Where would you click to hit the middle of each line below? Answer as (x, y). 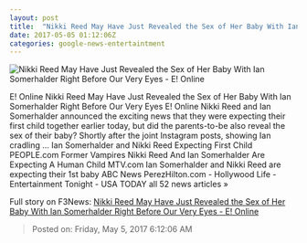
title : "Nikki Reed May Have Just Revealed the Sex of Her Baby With (147, 26)
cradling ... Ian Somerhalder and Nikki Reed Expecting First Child (131, 145)
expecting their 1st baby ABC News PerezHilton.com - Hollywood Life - (143, 174)
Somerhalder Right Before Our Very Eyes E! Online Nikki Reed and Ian (140, 107)
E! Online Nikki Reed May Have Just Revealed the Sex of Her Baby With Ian (150, 97)
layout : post (34, 18)
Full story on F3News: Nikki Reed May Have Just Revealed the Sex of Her (148, 202)
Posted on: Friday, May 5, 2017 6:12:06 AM (112, 229)
